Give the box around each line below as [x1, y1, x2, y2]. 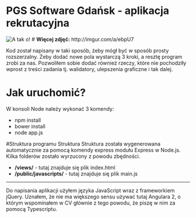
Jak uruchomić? [6, 86, 86, 100]
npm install [14, 117, 41, 124]
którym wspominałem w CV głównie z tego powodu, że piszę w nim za [6, 199, 176, 206]
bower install [14, 122, 45, 129]
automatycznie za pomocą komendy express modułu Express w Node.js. [6, 146, 181, 153]
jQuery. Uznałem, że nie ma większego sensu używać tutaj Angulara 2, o [6, 193, 181, 200]
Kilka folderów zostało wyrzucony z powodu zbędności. [6, 153, 141, 160]
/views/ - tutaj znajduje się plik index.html [14, 164, 116, 171]
